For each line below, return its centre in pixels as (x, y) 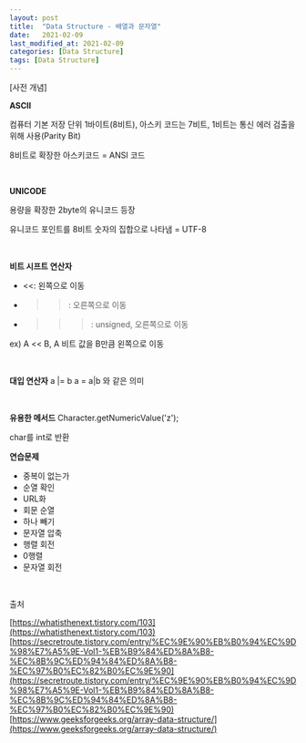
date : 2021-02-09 (46, 35)
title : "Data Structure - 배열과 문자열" (86, 26)
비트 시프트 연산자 (41, 266)
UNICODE (28, 191)
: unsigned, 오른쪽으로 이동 (140, 324)
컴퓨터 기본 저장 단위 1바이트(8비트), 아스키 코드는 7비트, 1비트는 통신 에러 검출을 (153, 124)
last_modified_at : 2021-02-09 (67, 43)
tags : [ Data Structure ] (55, 60)
